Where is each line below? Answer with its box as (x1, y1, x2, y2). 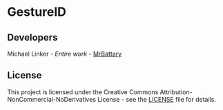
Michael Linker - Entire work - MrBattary (7, 49, 122, 58)
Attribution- (159, 87, 193, 96)
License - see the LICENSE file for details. (97, 95, 216, 103)
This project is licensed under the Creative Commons (7, 87, 159, 96)
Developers (7, 32, 58, 43)
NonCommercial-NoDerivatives (7, 95, 97, 103)
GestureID (7, 4, 67, 20)
